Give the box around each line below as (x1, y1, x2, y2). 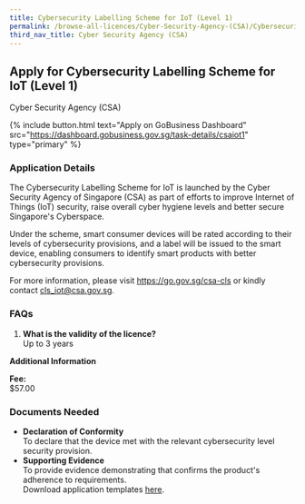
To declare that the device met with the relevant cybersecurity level (22, 436, 275, 447)
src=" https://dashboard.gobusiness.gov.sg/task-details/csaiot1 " (9, 129, 250, 141)
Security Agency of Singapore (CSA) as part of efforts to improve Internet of (9, 192, 295, 203)
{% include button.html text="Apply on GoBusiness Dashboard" (9, 120, 247, 131)
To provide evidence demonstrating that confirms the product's (22, 465, 261, 476)
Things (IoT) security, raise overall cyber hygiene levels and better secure (9, 202, 284, 212)
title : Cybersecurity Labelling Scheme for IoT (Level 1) (9, 13, 233, 23)
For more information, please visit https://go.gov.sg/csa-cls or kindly (9, 275, 266, 286)
